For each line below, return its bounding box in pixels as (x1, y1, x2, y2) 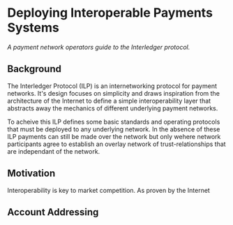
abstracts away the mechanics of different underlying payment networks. (7, 103, 218, 112)
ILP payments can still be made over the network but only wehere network (7, 132, 221, 140)
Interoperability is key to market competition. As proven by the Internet (7, 186, 211, 194)
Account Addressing (7, 206, 99, 218)
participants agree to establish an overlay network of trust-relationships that (7, 140, 226, 148)
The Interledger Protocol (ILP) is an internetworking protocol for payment (7, 82, 218, 90)
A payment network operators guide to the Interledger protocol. (7, 43, 190, 51)
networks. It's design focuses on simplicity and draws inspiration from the (7, 89, 220, 97)
